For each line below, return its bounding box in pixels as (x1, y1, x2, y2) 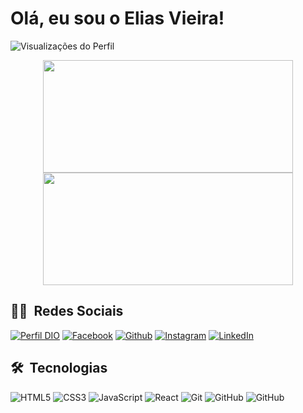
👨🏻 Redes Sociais (10, 303, 124, 320)
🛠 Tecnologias (10, 360, 108, 377)
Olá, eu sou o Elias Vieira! (10, 7, 225, 30)
